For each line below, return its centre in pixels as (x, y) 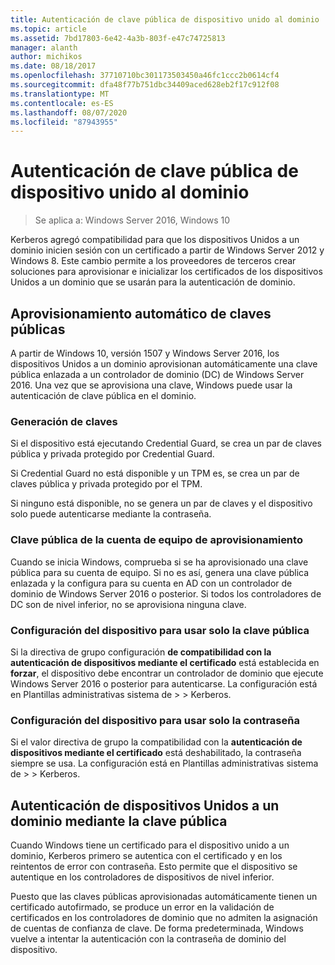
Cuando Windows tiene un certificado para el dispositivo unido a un (150, 845)
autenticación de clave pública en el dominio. (103, 395)
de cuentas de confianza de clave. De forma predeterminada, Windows (157, 928)
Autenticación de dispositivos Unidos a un (145, 805)
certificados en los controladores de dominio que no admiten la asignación (164, 917)
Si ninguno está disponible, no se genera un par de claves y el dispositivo (161, 503)
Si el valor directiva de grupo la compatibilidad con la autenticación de (156, 742)
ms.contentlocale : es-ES (62, 103)
